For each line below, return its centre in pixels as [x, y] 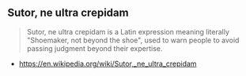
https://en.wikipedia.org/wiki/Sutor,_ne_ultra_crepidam [108, 63]
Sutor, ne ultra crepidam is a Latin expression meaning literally [128, 31]
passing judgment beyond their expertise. [95, 48]
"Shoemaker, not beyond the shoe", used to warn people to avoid [133, 40]
